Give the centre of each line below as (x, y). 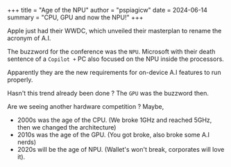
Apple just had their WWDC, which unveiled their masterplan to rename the (114, 31)
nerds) (27, 142)
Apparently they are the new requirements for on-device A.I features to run (114, 72)
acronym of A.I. (29, 38)
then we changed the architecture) (67, 127)
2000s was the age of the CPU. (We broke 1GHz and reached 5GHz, (114, 120)
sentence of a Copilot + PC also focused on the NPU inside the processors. (115, 59)
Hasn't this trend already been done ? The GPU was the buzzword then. (108, 93)
